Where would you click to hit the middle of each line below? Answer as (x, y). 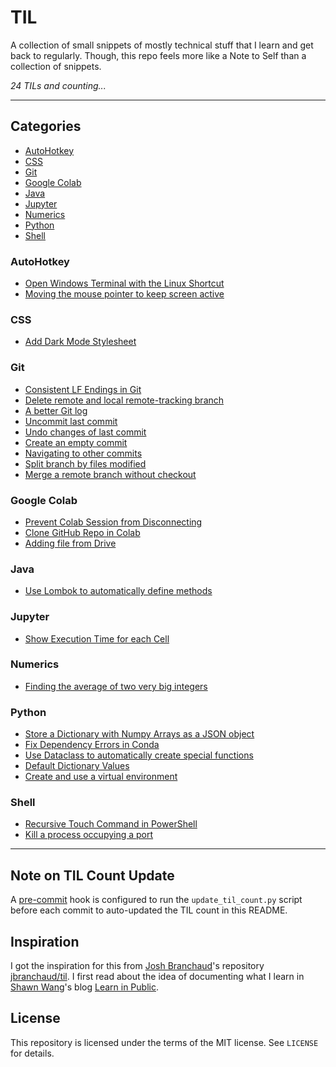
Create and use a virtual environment (101, 777)
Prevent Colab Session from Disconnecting (113, 522)
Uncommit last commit (71, 421)
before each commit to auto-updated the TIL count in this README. (149, 910)
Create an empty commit (76, 442)
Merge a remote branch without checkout (110, 474)
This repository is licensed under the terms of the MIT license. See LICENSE (164, 1042)
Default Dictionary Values (77, 766)
